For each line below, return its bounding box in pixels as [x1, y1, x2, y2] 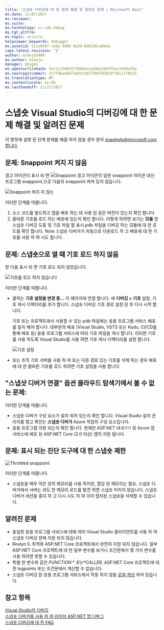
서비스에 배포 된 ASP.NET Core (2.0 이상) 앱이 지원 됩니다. [12, 431, 125, 437]
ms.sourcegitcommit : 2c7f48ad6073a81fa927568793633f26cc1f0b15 [5, 71, 137, 76]
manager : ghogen [5, 62, 38, 67]
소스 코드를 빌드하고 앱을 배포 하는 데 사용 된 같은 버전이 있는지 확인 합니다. [12, 210, 156, 216]
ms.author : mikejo [5, 57, 43, 62]
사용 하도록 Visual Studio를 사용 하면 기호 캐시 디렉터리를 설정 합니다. [17, 336, 151, 342]
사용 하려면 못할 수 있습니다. [12, 553, 66, 559]
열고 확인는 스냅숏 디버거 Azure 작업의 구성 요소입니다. [25, 419, 130, 425]
